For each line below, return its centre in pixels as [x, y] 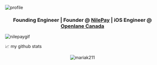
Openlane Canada [82, 26]
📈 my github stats [24, 47]
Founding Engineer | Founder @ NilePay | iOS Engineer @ [82, 20]
